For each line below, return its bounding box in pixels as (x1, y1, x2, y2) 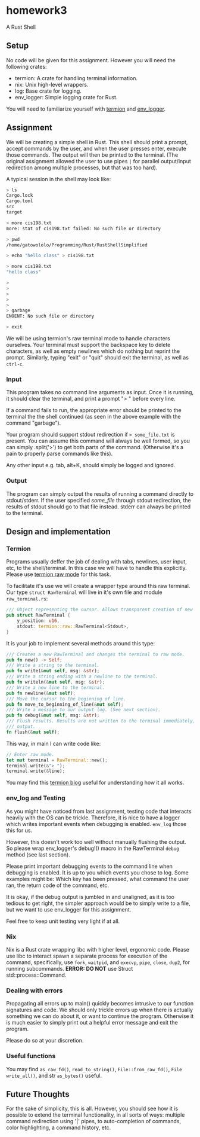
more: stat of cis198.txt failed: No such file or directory (6, 225, 161, 231)
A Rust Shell (6, 23, 36, 31)
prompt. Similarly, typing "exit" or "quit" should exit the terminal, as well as (6, 354, 189, 361)
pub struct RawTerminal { (6, 612, 70, 618)
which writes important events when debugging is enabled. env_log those (6, 820, 187, 827)
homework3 (6, 4, 67, 17)
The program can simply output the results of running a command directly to (6, 490, 194, 497)
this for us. (6, 827, 33, 834)
